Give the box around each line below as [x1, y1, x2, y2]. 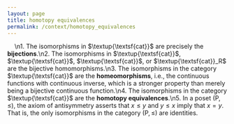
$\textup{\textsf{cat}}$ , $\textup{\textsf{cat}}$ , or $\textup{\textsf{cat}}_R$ [7, 57, 227, 65]
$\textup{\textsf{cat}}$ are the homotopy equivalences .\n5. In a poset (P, [7, 94, 221, 102]
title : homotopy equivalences [7, 17, 96, 24]
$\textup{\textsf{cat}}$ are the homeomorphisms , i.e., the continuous [7, 72, 210, 80]
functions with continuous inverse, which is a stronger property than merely [7, 79, 226, 88]
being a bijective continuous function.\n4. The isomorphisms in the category [7, 86, 227, 95]
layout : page [7, 10, 45, 17]
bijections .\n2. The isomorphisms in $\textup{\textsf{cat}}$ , [7, 49, 182, 58]
